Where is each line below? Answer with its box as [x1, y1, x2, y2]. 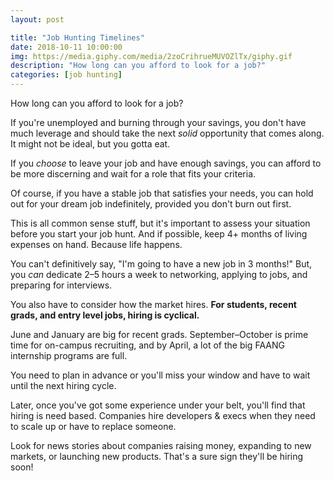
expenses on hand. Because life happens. [10, 239, 183, 250]
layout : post [10, 14, 65, 25]
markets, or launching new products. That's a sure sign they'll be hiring [10, 451, 304, 462]
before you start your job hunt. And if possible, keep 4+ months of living [10, 228, 308, 240]
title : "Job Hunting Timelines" [10, 32, 145, 43]
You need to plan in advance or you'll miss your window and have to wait [10, 369, 311, 381]
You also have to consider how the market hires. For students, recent [10, 299, 297, 310]
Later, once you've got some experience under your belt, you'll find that [10, 399, 306, 411]
